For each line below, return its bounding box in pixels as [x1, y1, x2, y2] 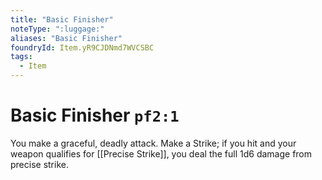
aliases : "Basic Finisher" [10, 33, 123, 43]
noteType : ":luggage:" [10, 24, 105, 34]
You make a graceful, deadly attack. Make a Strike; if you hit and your [10, 137, 297, 149]
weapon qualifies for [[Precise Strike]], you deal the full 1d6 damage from [10, 147, 313, 160]
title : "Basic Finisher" [10, 14, 114, 25]
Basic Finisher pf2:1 [10, 104, 180, 127]
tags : [10, 52, 33, 62]
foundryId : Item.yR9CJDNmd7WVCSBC [10, 42, 155, 53]
